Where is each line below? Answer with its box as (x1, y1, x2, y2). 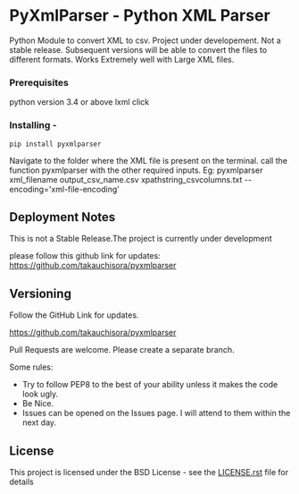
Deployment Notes (9, 209, 116, 225)
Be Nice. (21, 398, 54, 409)
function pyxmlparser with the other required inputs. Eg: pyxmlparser (9, 165, 263, 175)
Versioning (9, 285, 71, 301)
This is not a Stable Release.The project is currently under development (9, 234, 272, 244)
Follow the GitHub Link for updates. (9, 310, 139, 320)
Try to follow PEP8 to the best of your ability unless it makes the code (21, 379, 278, 390)
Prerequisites (9, 76, 69, 89)
